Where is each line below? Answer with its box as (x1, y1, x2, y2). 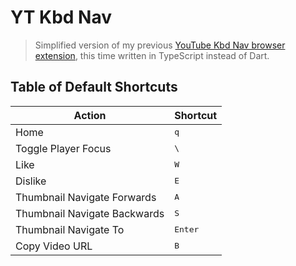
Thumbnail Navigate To (15, 222, 125, 236)
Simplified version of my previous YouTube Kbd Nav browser (34, 39, 286, 51)
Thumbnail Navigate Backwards (15, 206, 165, 220)
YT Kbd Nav (10, 6, 113, 29)
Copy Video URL (15, 239, 93, 253)
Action (73, 108, 107, 122)
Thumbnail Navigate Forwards (15, 190, 157, 204)
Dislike (15, 174, 47, 188)
